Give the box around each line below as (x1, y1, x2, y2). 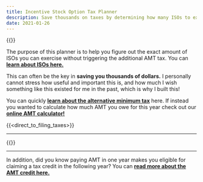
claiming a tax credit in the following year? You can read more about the (6, 163, 186, 170)
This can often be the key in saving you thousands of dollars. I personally (6, 73, 192, 80)
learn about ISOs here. (6, 61, 64, 68)
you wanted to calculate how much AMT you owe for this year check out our (6, 104, 196, 111)
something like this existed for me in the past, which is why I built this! (6, 86, 180, 93)
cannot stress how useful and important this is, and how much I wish (6, 79, 177, 86)
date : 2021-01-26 (6, 20, 50, 26)
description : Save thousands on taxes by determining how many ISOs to (6, 14, 190, 20)
